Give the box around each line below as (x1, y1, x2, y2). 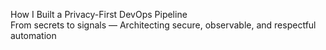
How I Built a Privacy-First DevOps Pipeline (10, 9, 188, 20)
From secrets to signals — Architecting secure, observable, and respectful (10, 19, 317, 31)
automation (10, 30, 57, 41)
